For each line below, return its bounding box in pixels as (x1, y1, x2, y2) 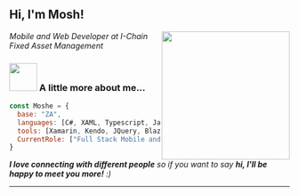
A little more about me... (38, 81, 146, 94)
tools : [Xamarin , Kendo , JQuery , (17, 127, 141, 135)
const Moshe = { (9, 102, 69, 110)
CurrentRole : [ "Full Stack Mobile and (17, 135, 162, 143)
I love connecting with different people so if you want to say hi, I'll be (9, 159, 268, 170)
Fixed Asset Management (9, 40, 104, 51)
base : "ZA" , (17, 110, 62, 118)
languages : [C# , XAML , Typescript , (17, 118, 149, 127)
